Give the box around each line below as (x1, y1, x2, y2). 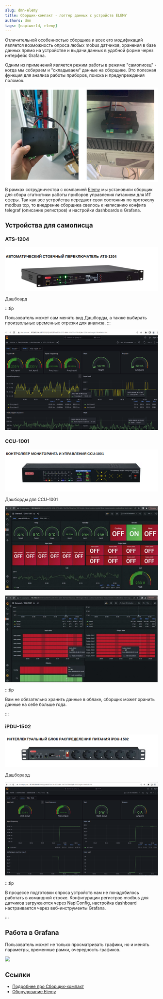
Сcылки (5, 970, 31, 979)
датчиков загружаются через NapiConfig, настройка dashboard (5, 900, 137, 906)
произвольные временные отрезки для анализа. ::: (5, 320, 111, 326)
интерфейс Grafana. (5, 53, 46, 58)
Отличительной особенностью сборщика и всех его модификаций (5, 37, 143, 43)
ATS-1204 (5, 236, 30, 243)
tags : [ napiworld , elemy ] (5, 23, 57, 28)
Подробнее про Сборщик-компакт (12, 983, 84, 989)
